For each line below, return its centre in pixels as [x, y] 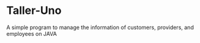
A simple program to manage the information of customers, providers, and [100, 27]
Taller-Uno [34, 11]
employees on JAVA [32, 33]
